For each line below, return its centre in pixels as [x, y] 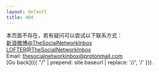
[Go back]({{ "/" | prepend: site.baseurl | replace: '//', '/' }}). [80, 62]
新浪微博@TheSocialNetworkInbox [49, 43]
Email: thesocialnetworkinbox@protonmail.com [64, 56]
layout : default [26, 12]
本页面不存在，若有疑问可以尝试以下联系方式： [64, 35]
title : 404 [20, 17]
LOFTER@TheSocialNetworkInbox [49, 49]
